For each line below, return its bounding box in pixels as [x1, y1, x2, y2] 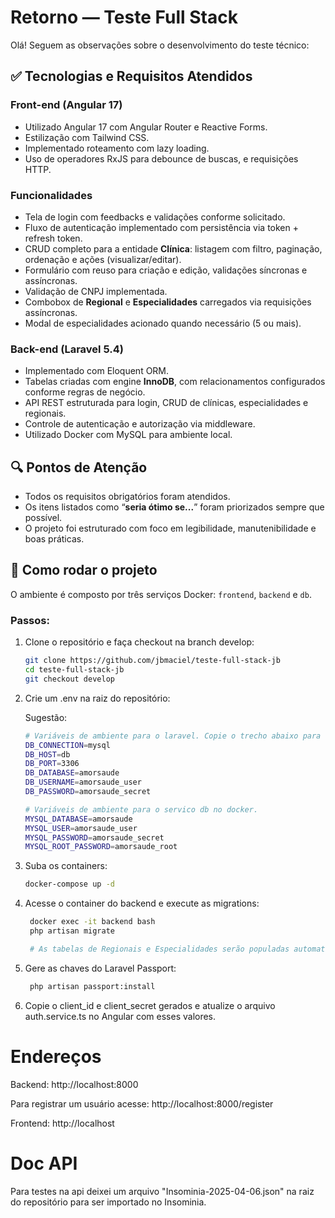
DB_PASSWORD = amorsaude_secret [24, 787, 152, 797]
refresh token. [24, 232, 83, 244]
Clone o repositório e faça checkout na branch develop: [24, 636, 255, 648]
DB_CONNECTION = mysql [24, 740, 111, 750]
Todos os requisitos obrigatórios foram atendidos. [24, 491, 231, 503]
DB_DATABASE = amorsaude [24, 768, 120, 778]
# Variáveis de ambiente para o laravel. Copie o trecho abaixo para [24, 731, 322, 741]
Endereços [10, 1045, 102, 1068]
